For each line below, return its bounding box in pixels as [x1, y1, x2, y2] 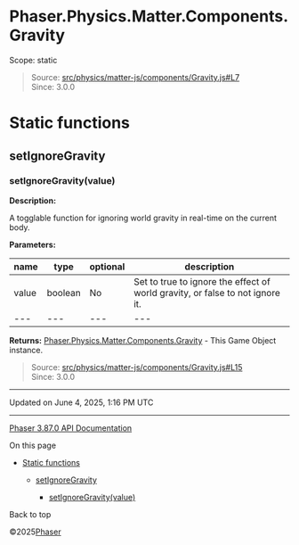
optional [89, 260, 125, 273]
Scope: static [9, 54, 58, 65]
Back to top [9, 508, 52, 519]
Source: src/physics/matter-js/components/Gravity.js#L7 [30, 71, 240, 82]
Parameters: [9, 239, 56, 250]
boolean [46, 286, 82, 299]
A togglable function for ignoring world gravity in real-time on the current [9, 212, 278, 223]
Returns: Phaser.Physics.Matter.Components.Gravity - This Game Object [9, 334, 277, 345]
